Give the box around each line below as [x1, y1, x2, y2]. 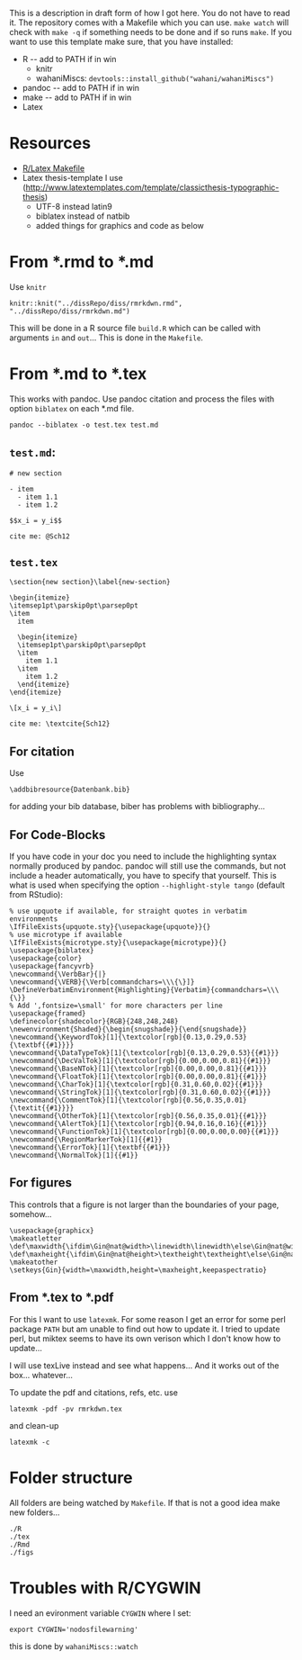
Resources [9, 133, 92, 154]
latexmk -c [9, 1438, 50, 1447]
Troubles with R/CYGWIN [9, 1577, 201, 1598]
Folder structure [9, 1467, 133, 1488]
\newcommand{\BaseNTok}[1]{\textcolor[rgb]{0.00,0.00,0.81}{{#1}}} [9, 1064, 268, 1074]
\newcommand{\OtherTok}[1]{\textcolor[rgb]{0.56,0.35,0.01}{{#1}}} [9, 1112, 268, 1121]
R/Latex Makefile [22, 162, 85, 174]
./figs [9, 1547, 34, 1556]
